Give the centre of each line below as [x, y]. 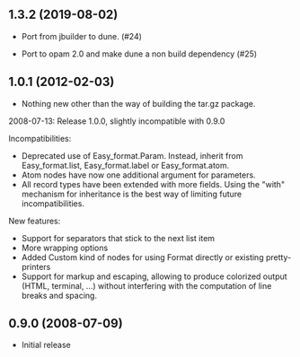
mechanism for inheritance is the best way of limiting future [132, 194]
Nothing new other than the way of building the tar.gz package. [138, 103]
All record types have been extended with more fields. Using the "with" [153, 184]
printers [36, 266]
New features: [35, 221]
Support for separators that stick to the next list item [118, 238]
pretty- [278, 257]
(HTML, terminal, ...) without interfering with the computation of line [146, 285]
